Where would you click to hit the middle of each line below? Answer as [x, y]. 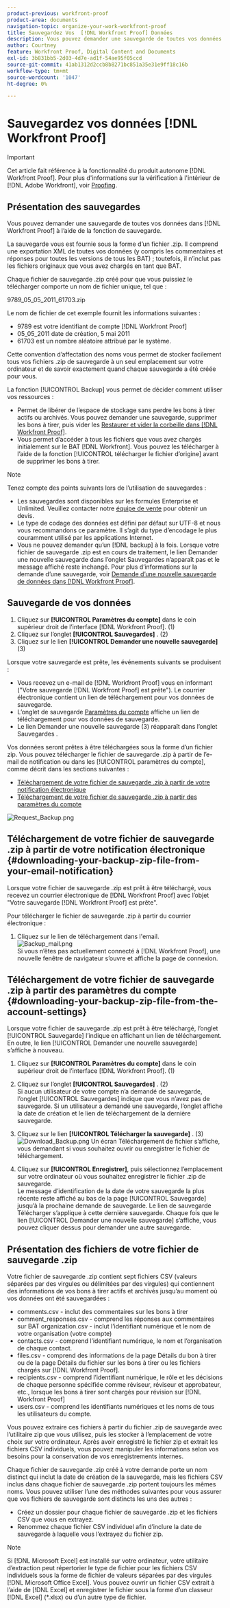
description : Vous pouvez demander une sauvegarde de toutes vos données [115, 39]
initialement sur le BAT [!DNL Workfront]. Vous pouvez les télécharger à [118, 446]
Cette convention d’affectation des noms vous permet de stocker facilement [114, 354]
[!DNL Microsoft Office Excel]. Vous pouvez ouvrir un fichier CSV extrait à [111, 1583]
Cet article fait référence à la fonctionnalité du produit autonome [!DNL [106, 171]
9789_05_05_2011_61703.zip [46, 300]
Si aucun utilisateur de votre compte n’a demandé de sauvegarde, [110, 1091]
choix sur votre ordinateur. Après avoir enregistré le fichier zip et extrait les [113, 1442]
